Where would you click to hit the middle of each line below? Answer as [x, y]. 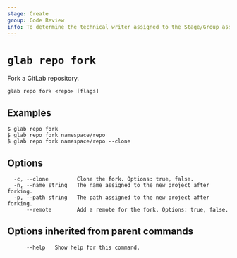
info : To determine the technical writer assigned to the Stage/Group [113, 27]
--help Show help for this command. [83, 247]
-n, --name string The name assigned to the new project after [112, 185]
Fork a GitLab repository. [43, 79]
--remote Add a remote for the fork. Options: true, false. [127, 209]
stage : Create [28, 14]
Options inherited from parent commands [101, 232]
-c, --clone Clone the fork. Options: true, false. [104, 179]
